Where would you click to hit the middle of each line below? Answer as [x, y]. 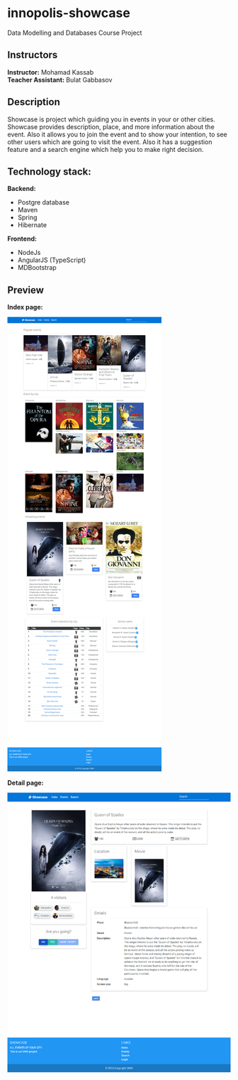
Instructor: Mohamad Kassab [51, 72]
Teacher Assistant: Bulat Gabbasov [60, 80]
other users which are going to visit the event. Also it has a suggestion [110, 142]
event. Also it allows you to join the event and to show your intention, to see [118, 134]
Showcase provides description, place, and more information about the [111, 126]
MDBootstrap [37, 268]
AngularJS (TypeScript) [52, 260]
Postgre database [43, 202]
